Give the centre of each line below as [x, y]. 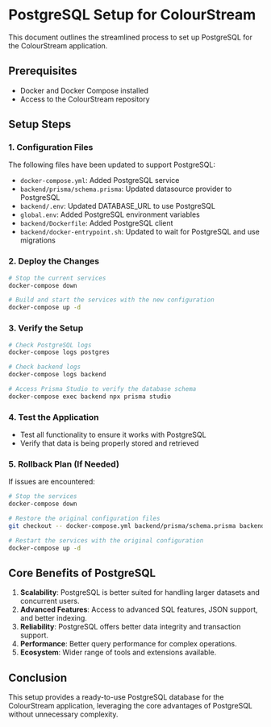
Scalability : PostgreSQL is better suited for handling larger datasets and [140, 592]
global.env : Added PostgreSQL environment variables [110, 214]
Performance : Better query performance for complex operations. [129, 644]
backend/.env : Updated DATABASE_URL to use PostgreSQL [118, 206]
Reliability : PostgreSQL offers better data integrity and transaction [130, 627]
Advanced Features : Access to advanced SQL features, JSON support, [139, 609]
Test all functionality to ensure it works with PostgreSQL [113, 435]
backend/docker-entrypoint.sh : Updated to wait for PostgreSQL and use [140, 232]
